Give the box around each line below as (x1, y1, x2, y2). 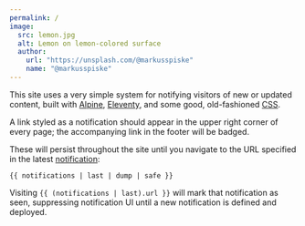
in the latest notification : (9, 153, 100, 164)
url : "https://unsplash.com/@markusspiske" (26, 56, 195, 65)
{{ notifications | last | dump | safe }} (9, 170, 174, 180)
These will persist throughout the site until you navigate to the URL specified (9, 143, 297, 155)
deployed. (9, 206, 47, 217)
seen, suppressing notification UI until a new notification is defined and (9, 197, 277, 208)
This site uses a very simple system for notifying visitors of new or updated (9, 88, 292, 100)
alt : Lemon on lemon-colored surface (17, 38, 162, 48)
